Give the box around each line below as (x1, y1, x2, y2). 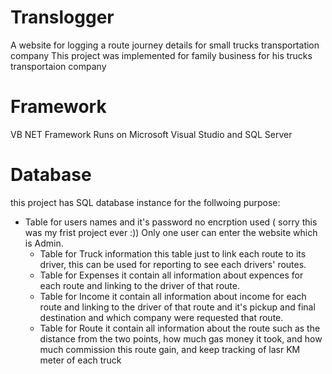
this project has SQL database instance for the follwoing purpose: (10, 196, 281, 208)
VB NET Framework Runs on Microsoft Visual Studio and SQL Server (10, 128, 293, 140)
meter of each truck (39, 354, 122, 366)
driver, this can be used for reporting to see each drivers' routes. (39, 258, 307, 270)
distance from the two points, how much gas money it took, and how (39, 332, 323, 345)
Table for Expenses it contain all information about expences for (39, 269, 304, 281)
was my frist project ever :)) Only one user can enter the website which (24, 226, 318, 238)
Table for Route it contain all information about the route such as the (39, 322, 321, 334)
